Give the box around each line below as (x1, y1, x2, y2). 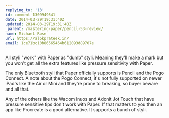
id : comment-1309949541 (5, 12, 56, 17)
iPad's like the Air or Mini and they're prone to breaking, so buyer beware (5, 80, 158, 86)
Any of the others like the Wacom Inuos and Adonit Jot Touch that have (5, 96, 154, 102)
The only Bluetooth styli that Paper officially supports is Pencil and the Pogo (5, 70, 164, 76)
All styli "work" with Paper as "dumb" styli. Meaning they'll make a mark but (5, 54, 164, 61)
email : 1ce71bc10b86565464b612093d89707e (5, 41, 94, 46)
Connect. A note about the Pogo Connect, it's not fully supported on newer (5, 75, 162, 81)
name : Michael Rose (5, 31, 47, 36)
